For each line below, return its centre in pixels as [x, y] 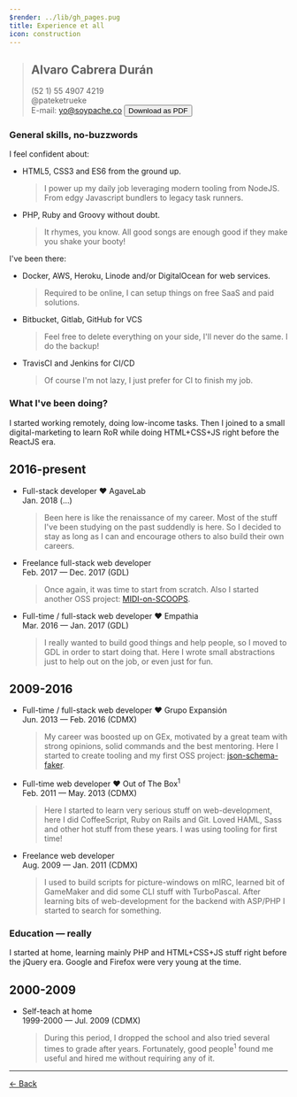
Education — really [51, 933]
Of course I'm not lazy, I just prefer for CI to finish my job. [148, 381]
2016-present [48, 470]
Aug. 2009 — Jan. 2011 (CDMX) [80, 865]
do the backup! [72, 346]
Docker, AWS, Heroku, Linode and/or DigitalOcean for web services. [146, 276]
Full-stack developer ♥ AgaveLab [84, 491]
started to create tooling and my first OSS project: [134, 756]
